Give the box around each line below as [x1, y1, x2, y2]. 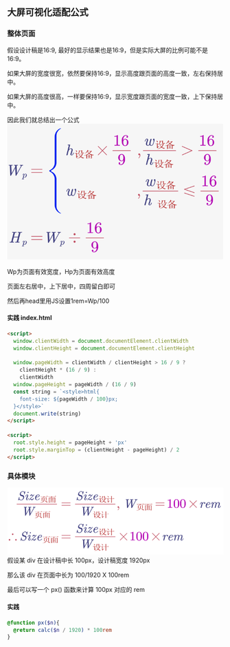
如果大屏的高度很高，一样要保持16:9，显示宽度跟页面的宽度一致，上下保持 [7, 92, 218, 100]
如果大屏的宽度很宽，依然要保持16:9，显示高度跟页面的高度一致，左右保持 [7, 69, 218, 77]
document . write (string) [13, 410, 81, 417]
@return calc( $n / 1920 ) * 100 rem [13, 626, 112, 633]
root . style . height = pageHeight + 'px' [13, 439, 128, 446]
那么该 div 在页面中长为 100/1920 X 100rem [7, 571, 130, 580]
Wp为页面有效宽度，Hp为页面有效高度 [7, 267, 115, 275]
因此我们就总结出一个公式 [7, 116, 80, 124]
